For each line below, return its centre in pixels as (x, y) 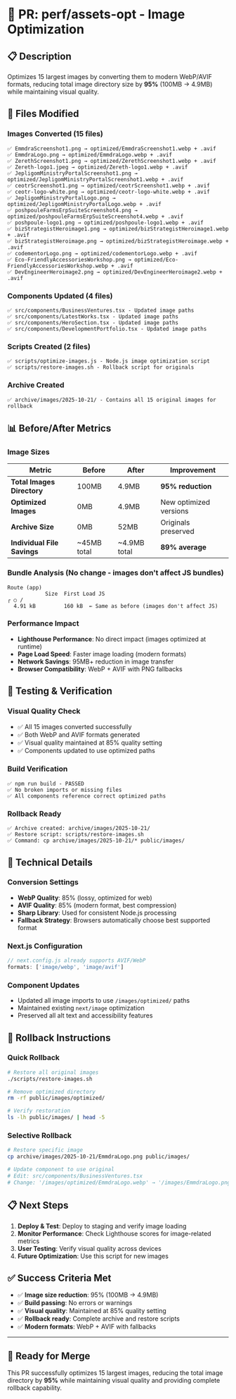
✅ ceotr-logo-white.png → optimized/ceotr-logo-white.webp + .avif (109, 192)
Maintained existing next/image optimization (81, 1008)
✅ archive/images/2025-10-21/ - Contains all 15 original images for (112, 400)
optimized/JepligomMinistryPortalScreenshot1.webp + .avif (96, 179)
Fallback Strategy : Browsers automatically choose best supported (114, 920)
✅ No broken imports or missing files (65, 790)
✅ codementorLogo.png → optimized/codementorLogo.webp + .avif (103, 253)
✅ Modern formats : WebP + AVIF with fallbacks (87, 1327)
